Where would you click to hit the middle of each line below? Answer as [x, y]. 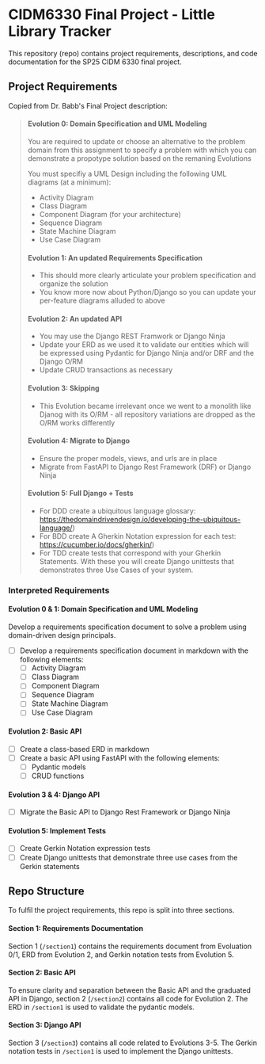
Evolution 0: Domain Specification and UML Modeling [117, 124]
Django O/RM [61, 361]
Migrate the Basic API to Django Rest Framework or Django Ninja [125, 812]
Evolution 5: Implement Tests [57, 830]
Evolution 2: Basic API [45, 731]
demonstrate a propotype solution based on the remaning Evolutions [139, 158]
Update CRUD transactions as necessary [106, 370]
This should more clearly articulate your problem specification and [148, 276]
